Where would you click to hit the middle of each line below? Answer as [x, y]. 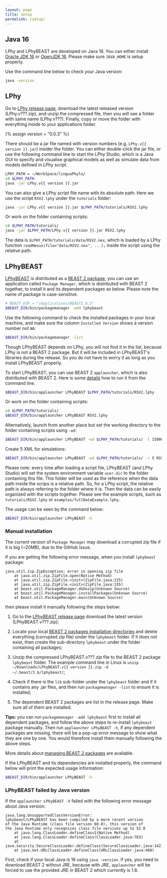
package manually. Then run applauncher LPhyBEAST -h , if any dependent [80, 728]
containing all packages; [37, 647]
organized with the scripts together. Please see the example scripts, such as [83, 494]
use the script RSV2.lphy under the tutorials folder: [58, 198]
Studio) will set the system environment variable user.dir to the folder [77, 473]
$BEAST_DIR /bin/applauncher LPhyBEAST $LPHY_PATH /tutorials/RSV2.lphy [80, 392]
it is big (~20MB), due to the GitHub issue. [48, 548]
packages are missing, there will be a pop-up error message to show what [81, 733]
